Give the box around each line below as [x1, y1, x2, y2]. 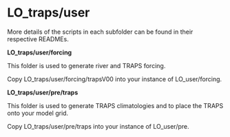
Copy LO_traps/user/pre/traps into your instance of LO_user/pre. [7, 122, 189, 130]
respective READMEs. [7, 34, 69, 43]
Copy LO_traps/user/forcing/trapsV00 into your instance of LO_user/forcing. [7, 74, 222, 83]
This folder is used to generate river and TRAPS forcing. [7, 61, 166, 70]
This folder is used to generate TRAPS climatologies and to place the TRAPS [7, 101, 224, 109]
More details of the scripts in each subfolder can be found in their [7, 28, 194, 36]
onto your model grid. [7, 109, 69, 117]
